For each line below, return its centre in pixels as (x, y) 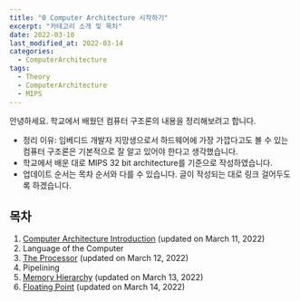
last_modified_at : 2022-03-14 (67, 43)
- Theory (34, 77)
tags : (19, 69)
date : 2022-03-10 (42, 34)
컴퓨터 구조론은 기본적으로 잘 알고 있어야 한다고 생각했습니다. (130, 151)
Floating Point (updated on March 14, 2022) (104, 287)
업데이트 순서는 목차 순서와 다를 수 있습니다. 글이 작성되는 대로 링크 (141, 174)
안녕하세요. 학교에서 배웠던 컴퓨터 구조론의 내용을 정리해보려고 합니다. (133, 121)
